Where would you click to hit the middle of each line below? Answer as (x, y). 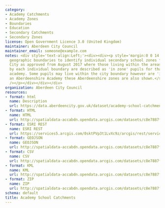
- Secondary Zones (24, 37)
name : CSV (19, 156)
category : (15, 10)
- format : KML (20, 166)
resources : (16, 92)
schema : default (22, 193)
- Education (17, 28)
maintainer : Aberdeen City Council (41, 46)
